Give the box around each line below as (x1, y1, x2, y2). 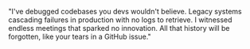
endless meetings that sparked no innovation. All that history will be (8, 24, 230, 32)
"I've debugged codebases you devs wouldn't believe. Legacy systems (8, 7, 242, 16)
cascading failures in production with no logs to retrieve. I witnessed (8, 15, 232, 24)
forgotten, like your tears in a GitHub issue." (8, 32, 151, 41)
